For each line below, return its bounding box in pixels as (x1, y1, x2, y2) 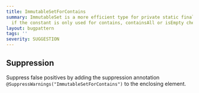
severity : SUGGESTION (6, 36, 60, 42)
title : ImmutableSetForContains (6, 8, 86, 15)
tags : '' (6, 31, 28, 37)
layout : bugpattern (6, 25, 54, 31)
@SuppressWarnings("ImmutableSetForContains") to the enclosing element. (6, 80, 187, 87)
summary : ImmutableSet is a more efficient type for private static (6, 14, 179, 20)
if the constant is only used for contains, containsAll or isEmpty (11, 20, 184, 25)
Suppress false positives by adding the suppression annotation (6, 73, 160, 81)
